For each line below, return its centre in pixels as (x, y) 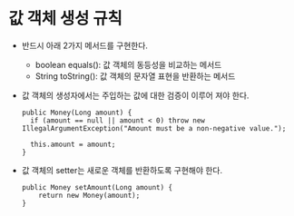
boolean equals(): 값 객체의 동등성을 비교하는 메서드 (128, 64)
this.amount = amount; (73, 144)
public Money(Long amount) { (77, 113)
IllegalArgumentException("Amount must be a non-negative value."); (154, 128)
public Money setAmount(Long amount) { (97, 187)
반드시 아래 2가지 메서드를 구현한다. (85, 45)
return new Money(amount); (89, 195)
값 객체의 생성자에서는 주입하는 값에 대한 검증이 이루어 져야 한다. (135, 95)
